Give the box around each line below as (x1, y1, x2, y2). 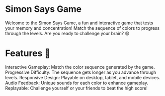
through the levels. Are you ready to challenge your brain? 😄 (5, 30, 130, 36)
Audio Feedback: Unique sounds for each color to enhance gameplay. (5, 80, 148, 86)
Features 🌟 (5, 48, 51, 59)
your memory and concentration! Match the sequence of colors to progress (5, 25, 160, 31)
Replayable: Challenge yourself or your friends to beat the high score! (5, 85, 148, 91)
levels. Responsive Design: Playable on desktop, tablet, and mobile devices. (5, 74, 161, 80)
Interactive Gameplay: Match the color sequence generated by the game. (5, 64, 155, 70)
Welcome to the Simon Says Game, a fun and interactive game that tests (5, 20, 153, 26)
